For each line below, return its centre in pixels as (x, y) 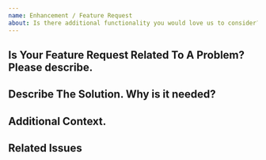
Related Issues (45, 149)
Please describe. (51, 67)
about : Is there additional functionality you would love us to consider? (134, 23)
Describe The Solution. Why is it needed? (112, 95)
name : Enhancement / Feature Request (70, 15)
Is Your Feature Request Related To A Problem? (127, 55)
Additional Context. (57, 121)
